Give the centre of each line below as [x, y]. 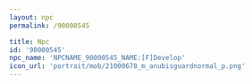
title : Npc [29, 42]
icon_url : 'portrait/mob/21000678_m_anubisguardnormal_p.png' [127, 66]
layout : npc [31, 17]
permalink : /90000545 [50, 26]
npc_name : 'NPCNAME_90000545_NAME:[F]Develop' [97, 58]
